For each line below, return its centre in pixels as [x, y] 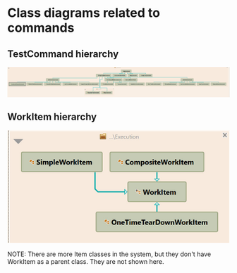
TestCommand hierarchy [63, 54]
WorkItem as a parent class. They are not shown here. [86, 262]
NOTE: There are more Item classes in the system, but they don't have [109, 254]
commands [41, 28]
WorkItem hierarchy [52, 117]
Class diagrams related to [84, 13]
